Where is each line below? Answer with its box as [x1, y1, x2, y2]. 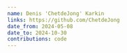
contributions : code [7, 36, 68, 43]
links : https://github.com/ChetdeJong [7, 17, 120, 23]
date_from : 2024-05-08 [7, 23, 73, 30]
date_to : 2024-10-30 [7, 29, 68, 36]
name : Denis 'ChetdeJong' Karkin [7, 10, 105, 17]
